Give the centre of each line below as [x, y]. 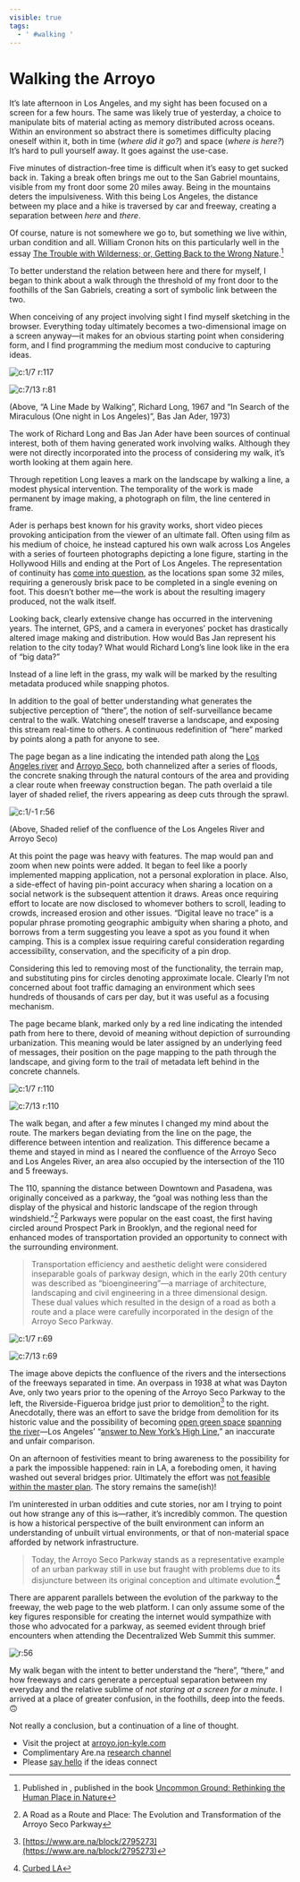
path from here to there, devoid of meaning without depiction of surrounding [150, 1033]
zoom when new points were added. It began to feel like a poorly [129, 865]
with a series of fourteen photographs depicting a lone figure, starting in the [149, 554]
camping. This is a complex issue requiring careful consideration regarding [147, 941]
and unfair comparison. [52, 1441]
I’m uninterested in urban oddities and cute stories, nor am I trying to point [146, 1504]
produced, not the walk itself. [63, 601]
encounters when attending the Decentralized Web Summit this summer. [142, 1635]
